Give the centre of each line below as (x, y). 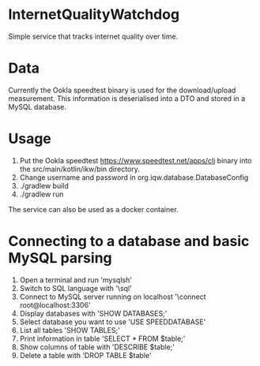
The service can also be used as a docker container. (94, 209)
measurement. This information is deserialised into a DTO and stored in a (127, 98)
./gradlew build (44, 185)
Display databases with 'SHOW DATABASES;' (93, 313)
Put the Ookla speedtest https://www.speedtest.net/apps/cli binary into (136, 160)
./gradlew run (41, 194)
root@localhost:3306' (55, 304)
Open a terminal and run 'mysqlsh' (76, 280)
